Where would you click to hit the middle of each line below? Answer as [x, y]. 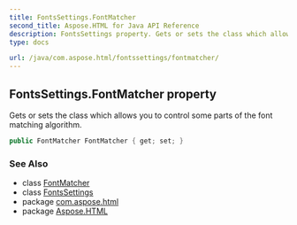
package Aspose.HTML [65, 211]
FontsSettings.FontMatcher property [113, 94]
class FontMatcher [56, 183]
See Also [29, 163]
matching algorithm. [46, 124]
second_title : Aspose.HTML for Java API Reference [104, 26]
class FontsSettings [57, 192]
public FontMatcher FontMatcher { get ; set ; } [96, 141]
